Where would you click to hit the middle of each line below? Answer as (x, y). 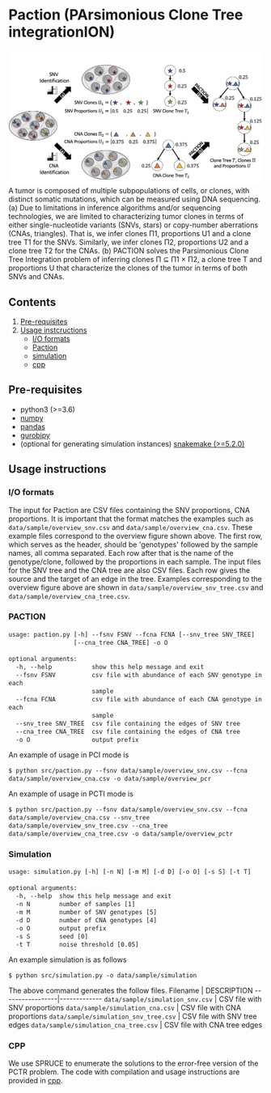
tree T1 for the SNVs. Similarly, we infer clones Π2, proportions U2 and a (129, 242)
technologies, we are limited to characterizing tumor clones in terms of (126, 217)
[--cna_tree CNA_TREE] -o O (121, 642)
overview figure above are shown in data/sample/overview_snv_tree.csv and (136, 587)
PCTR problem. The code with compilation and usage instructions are (124, 1072)
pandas (33, 426)
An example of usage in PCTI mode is (71, 794)
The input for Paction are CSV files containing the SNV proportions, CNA (129, 510)
